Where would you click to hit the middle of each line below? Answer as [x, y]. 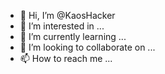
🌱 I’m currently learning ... [73, 36]
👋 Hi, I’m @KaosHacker [67, 15]
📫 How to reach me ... [66, 58]
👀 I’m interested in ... [62, 26]
